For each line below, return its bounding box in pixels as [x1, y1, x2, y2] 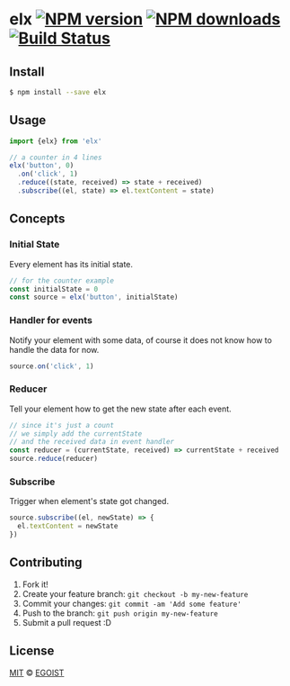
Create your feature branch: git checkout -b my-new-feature [22, 588, 249, 599]
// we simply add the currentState [9, 429, 143, 438]
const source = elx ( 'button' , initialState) [9, 293, 179, 302]
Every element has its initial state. [9, 258, 133, 269]
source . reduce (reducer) [9, 455, 99, 464]
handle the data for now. [9, 344, 100, 355]
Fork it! [22, 579, 49, 590]
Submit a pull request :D [22, 617, 112, 627]
